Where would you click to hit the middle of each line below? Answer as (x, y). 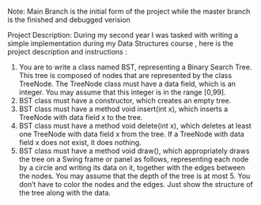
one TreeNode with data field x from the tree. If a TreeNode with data (131, 134)
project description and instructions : (67, 52)
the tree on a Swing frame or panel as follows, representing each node (134, 159)
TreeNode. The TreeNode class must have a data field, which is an (127, 84)
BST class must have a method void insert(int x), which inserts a (123, 109)
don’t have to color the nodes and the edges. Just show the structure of (136, 184)
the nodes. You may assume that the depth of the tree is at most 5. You (134, 176)
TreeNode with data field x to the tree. (81, 117)
